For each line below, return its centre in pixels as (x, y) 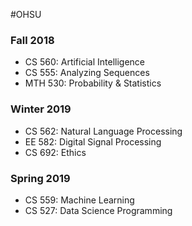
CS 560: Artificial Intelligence (84, 62)
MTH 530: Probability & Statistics (93, 83)
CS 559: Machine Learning (79, 200)
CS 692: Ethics (55, 152)
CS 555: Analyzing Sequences (87, 73)
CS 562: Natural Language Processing (103, 131)
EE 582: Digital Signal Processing (93, 141)
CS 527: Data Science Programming (98, 210)
